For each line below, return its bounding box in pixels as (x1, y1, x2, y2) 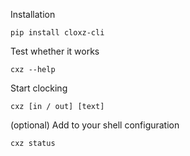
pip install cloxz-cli (10, 28, 105, 38)
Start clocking (10, 82, 68, 94)
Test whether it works (10, 45, 100, 57)
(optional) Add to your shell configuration (10, 119, 180, 131)
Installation (10, 9, 56, 20)
